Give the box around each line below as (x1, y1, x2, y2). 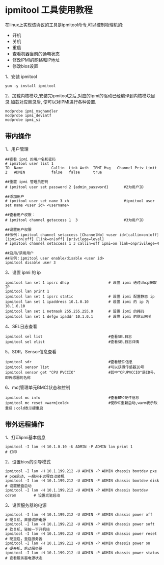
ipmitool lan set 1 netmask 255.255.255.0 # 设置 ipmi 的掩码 (5, 309, 145, 314)
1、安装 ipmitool (5, 74, 37, 79)
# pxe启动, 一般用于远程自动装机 (5, 474, 65, 479)
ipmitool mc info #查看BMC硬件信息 (5, 395, 139, 400)
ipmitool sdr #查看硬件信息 (5, 359, 133, 364)
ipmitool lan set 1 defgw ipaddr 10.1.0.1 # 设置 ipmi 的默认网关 (5, 314, 152, 319)
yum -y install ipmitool (5, 83, 56, 88)
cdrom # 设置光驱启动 (5, 493, 60, 498)
